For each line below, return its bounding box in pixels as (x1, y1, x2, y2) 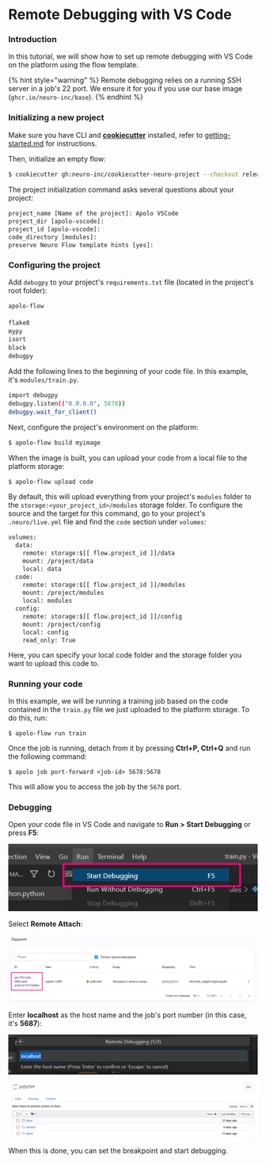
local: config (22, 628, 69, 636)
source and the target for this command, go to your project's (8, 509, 206, 518)
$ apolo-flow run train (8, 729, 87, 738)
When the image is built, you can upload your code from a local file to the (8, 453, 248, 463)
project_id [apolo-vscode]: (8, 225, 101, 233)
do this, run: (8, 713, 47, 723)
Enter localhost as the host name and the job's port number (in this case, (8, 1010, 247, 1020)
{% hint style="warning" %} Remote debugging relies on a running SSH (8, 75, 241, 85)
